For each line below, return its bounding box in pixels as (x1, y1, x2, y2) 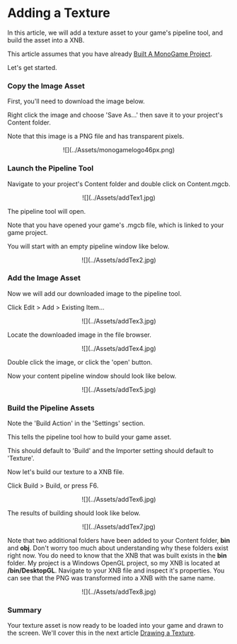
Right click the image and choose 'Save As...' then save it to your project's (7, 111, 224, 120)
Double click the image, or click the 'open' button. (7, 357, 153, 366)
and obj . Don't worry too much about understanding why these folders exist (7, 544, 229, 553)
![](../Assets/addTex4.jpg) (81, 344, 157, 352)
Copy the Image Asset (7, 81, 85, 91)
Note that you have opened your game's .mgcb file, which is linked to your (7, 221, 224, 229)
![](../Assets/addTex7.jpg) (82, 522, 156, 531)
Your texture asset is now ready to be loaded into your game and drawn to (7, 621, 224, 630)
